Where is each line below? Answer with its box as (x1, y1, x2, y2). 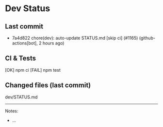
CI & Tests (5, 54, 36, 63)
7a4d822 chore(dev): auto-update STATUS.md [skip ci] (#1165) (12, 35, 138, 41)
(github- (139, 35, 156, 41)
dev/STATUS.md (5, 94, 38, 100)
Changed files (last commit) (5, 81, 91, 90)
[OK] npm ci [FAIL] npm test (5, 67, 61, 73)
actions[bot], (12, 40, 38, 46)
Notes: (5, 108, 18, 114)
